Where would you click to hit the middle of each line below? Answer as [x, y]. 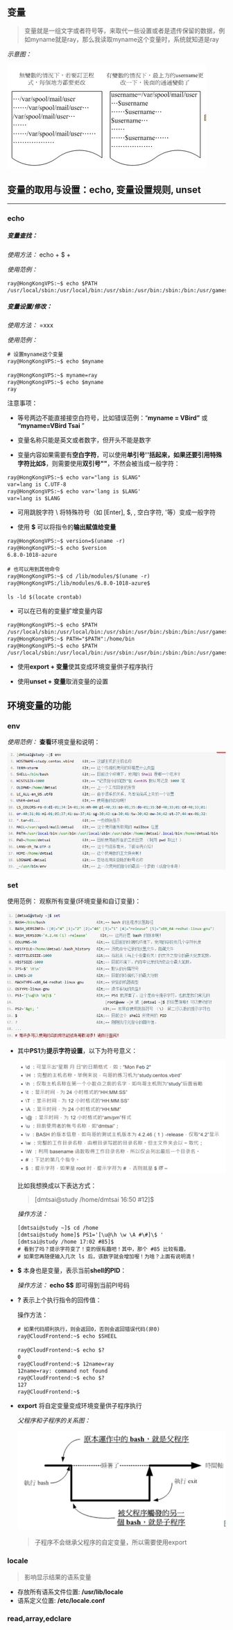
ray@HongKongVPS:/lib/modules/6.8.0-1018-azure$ [79, 583]
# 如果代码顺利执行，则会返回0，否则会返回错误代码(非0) [89, 1329]
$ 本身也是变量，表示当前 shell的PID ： [72, 1271]
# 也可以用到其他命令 [34, 569]
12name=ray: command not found [62, 1371]
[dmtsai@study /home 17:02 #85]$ [66, 1242]
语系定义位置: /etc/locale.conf [61, 1600]
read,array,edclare [39, 1619]
